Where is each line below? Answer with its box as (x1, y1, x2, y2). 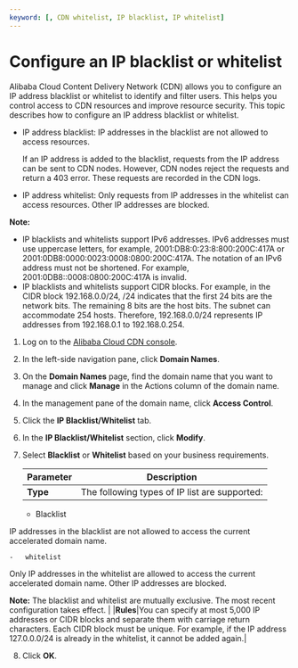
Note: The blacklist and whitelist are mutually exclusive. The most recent (9, 595, 276, 606)
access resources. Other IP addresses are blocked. (21, 199, 210, 210)
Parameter (26, 470, 73, 482)
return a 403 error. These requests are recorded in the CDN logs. (21, 172, 261, 183)
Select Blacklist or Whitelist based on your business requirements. (21, 449, 270, 460)
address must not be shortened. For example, (21, 262, 189, 273)
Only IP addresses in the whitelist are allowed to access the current (9, 568, 256, 579)
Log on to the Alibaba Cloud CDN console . (21, 336, 178, 347)
